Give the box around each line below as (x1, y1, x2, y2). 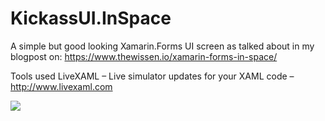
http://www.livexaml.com (10, 80, 113, 92)
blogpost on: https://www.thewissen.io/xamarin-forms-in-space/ (10, 50, 278, 62)
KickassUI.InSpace (10, 7, 172, 30)
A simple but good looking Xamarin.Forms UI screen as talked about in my (10, 40, 315, 52)
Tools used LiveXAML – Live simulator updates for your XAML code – (10, 70, 295, 82)
